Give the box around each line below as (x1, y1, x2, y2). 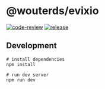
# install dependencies (6, 56, 65, 62)
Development (6, 41, 58, 51)
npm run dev (6, 77, 36, 83)
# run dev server (6, 72, 49, 78)
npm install (6, 61, 36, 67)
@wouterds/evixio (6, 4, 99, 18)
